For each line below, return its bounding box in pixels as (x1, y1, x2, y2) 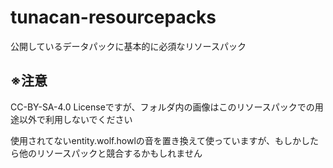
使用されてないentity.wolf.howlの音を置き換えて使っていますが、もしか (10, 134, 302, 146)
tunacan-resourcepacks (10, 6, 217, 29)
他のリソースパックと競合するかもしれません (18, 147, 203, 159)
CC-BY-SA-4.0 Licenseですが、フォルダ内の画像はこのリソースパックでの (10, 101, 315, 113)
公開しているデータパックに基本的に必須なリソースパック (10, 40, 247, 52)
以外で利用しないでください (18, 113, 133, 125)
